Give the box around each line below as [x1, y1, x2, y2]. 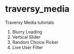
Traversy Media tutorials [5, 19, 54, 25]
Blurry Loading [12, 29, 43, 35]
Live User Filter [12, 44, 43, 50]
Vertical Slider [12, 34, 41, 40]
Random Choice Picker [12, 39, 59, 45]
